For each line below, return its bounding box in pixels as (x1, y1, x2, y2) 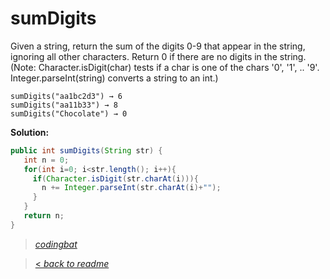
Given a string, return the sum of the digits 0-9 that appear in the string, (10, 40, 306, 52)
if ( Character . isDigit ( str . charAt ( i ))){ (32, 173, 199, 184)
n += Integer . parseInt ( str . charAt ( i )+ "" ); (41, 183, 222, 193)
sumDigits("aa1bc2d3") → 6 (10, 91, 123, 101)
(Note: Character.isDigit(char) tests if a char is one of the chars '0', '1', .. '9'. (10, 61, 320, 73)
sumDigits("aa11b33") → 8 (10, 100, 118, 110)
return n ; (23, 211, 65, 221)
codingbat (34, 238, 78, 250)
